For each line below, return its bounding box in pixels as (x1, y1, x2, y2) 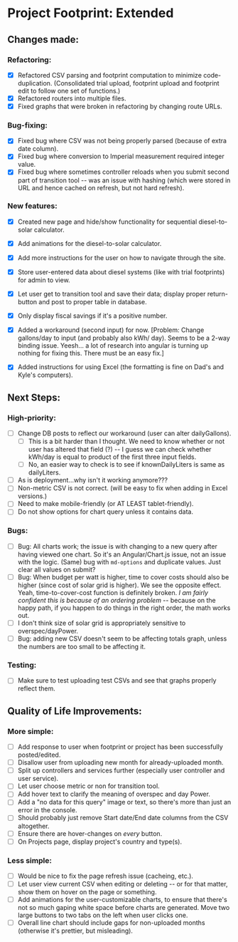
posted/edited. (17, 750, 61, 760)
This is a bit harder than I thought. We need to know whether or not (28, 437, 225, 446)
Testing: (7, 660, 37, 670)
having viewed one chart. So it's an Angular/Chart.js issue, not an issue (17, 550, 227, 559)
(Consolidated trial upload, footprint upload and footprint (53, 78, 220, 87)
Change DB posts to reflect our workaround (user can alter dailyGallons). (17, 429, 232, 438)
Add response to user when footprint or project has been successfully (17, 742, 224, 751)
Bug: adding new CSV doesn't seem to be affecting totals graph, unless (17, 634, 227, 643)
